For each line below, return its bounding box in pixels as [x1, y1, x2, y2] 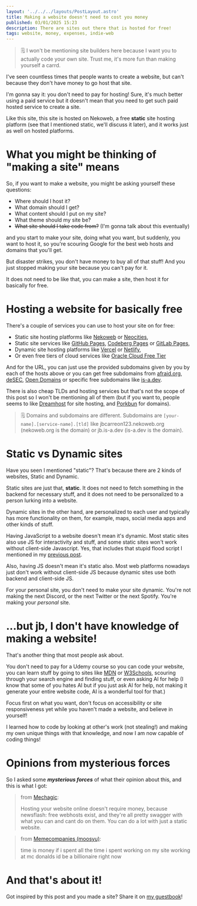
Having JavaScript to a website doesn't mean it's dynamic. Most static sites [6, 532, 189, 539]
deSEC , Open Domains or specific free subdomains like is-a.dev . [6, 376, 162, 383]
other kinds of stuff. [6, 521, 54, 528]
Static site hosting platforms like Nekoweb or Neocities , [14, 333, 148, 340]
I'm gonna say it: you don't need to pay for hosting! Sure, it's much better [6, 91, 183, 98]
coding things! [6, 736, 41, 743]
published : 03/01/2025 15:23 [6, 19, 77, 25]
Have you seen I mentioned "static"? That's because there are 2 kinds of [6, 467, 182, 474]
